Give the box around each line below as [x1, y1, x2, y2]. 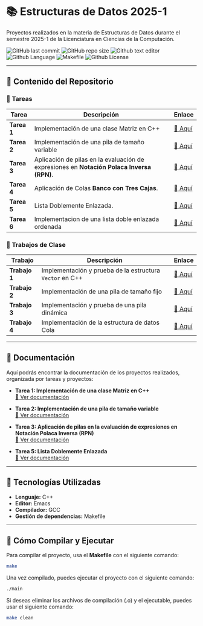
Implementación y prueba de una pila [41, 301, 147, 309]
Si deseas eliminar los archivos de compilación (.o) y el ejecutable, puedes [6, 597, 192, 604]
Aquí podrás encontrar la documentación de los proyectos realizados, [6, 369, 180, 376]
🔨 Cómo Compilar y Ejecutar [6, 535, 114, 546]
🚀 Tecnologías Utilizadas [6, 477, 101, 488]
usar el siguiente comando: [6, 603, 74, 610]
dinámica [41, 308, 68, 317]
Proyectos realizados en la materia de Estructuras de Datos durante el [6, 28, 180, 36]
